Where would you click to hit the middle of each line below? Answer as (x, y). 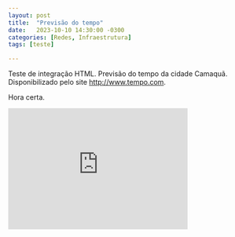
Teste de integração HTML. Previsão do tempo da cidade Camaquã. (118, 74)
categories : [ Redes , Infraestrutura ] (70, 37)
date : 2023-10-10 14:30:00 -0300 (66, 30)
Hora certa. (27, 97)
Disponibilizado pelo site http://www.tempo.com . (87, 82)
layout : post (29, 15)
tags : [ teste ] (31, 45)
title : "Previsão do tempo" (56, 23)
